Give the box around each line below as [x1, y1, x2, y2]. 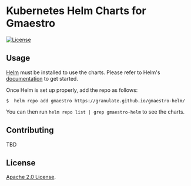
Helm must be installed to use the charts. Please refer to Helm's [6, 69, 160, 76]
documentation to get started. [6, 75, 78, 82]
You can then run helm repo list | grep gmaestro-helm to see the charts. [6, 108, 185, 115]
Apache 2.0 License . [6, 174, 56, 181]
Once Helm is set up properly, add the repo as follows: [6, 87, 138, 94]
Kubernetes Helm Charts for [6, 4, 146, 18]
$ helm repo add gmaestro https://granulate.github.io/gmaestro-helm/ [6, 98, 185, 104]
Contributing [6, 125, 54, 135]
